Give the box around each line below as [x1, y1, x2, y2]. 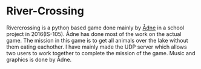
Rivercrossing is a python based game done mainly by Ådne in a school [6, 24, 185, 31]
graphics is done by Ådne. [6, 56, 72, 63]
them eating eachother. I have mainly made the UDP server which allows [6, 43, 187, 50]
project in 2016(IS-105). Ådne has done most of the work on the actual [6, 30, 182, 37]
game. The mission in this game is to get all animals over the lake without [6, 37, 189, 44]
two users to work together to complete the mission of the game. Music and [6, 49, 196, 56]
